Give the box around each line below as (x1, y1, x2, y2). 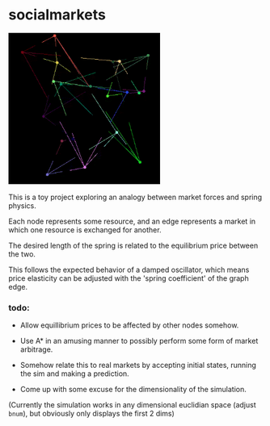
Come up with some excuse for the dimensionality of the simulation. (19, 385, 247, 395)
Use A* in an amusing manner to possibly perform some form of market (19, 336, 259, 346)
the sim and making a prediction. (19, 369, 129, 378)
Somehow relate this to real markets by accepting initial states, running (19, 361, 257, 370)
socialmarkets (8, 6, 107, 24)
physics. (8, 200, 36, 211)
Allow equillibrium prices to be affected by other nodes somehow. (19, 320, 239, 330)
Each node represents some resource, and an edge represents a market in (8, 216, 256, 226)
